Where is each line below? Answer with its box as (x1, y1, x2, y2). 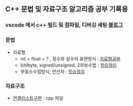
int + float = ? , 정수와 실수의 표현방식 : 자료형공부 (20, 55, 121, 61)
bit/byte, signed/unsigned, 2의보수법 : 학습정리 (20, 62, 117, 68)
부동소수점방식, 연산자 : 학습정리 (20, 68, 85, 74)
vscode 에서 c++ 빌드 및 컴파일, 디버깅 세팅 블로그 (5, 22, 123, 29)
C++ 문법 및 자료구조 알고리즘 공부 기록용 (5, 5, 128, 14)
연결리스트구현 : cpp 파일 (12, 95, 63, 101)
